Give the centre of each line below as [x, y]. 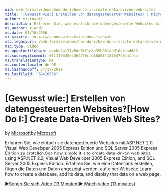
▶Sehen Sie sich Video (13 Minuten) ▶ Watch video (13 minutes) [70, 184]
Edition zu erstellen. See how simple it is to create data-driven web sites [78, 153]
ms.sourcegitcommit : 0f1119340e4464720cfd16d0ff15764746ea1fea [72, 56]
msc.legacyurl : [21, 42]
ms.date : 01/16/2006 [26, 33]
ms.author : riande [24, 28]
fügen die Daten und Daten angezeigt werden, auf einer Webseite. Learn [78, 169]
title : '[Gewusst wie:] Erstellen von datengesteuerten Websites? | [77, 14]
